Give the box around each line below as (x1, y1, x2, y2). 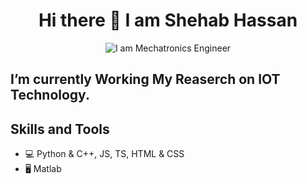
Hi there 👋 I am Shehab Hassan (38, 9, 298, 32)
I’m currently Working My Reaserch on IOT (10, 71, 281, 88)
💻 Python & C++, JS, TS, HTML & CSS (24, 148, 185, 160)
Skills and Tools (10, 120, 110, 138)
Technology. (10, 87, 90, 104)
